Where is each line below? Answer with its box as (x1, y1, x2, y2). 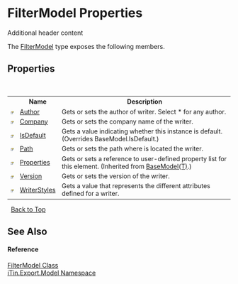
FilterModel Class (7, 261, 59, 270)
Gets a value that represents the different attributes (61, 182, 211, 190)
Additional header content (7, 28, 84, 37)
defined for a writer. (61, 190, 120, 197)
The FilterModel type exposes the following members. (7, 42, 165, 50)
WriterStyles (19, 185, 56, 194)
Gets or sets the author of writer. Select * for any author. (61, 107, 227, 116)
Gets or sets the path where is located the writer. (61, 144, 204, 153)
